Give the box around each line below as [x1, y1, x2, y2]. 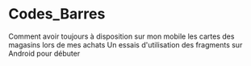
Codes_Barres [8, 5, 106, 23]
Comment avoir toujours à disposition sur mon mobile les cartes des [8, 31, 235, 41]
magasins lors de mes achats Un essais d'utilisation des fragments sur [8, 39, 243, 49]
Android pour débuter [8, 48, 81, 58]
